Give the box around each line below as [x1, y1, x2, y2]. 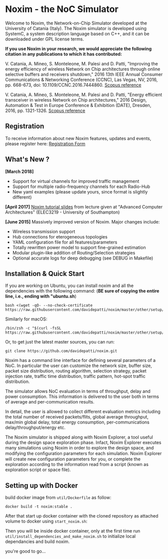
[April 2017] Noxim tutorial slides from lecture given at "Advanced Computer [5, 203, 163, 209]
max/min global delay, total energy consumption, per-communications [5, 419, 150, 425]
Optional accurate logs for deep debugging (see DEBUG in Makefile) [12, 255, 153, 261]
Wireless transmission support [12, 228, 75, 234]
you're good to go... [5, 548, 46, 554]
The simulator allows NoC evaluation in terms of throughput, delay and [5, 388, 151, 394]
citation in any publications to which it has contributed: [5, 51, 122, 57]
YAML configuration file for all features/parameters [12, 239, 117, 245]
